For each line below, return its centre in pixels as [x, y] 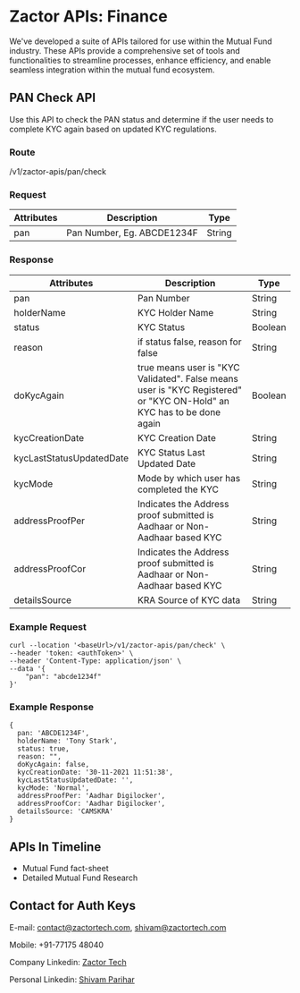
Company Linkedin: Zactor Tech [68, 962]
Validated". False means [187, 378]
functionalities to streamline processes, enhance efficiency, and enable [140, 60]
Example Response [52, 707]
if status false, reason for [189, 342]
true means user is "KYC [189, 367]
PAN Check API [53, 98]
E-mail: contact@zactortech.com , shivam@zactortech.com [118, 927]
